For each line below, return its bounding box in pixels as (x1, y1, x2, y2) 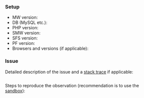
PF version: (12, 40, 35, 46)
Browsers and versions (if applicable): (12, 45, 89, 52)
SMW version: (12, 30, 41, 36)
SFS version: (12, 35, 38, 41)
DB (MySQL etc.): (12, 20, 48, 25)
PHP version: (12, 25, 39, 31)
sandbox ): (5, 88, 25, 94)
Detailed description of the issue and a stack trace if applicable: (5, 69, 133, 75)
